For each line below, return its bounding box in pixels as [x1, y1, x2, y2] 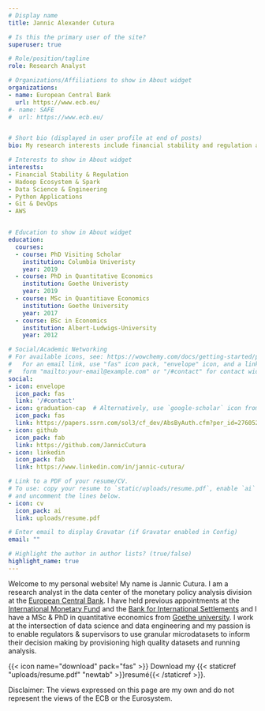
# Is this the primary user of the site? [8, 33, 147, 41]
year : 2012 [22, 331, 58, 340]
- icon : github [8, 426, 58, 434]
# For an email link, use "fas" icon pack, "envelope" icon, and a [8, 360, 242, 368]
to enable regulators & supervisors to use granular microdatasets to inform [8, 629, 251, 638]
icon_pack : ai [15, 506, 62, 514]
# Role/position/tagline [8, 55, 90, 63]
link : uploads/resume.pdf [15, 514, 101, 522]
